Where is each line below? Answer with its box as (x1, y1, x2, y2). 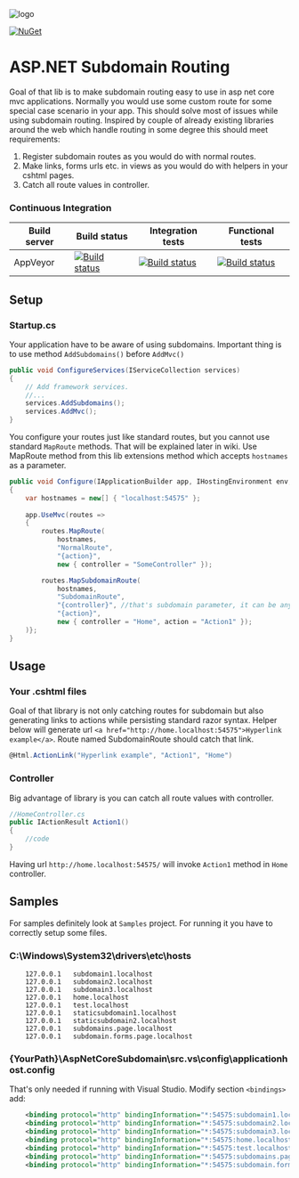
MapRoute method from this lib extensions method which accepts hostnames (9, 451, 288, 461)
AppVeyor (13, 256, 55, 269)
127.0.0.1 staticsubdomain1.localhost (25, 1009, 177, 1018)
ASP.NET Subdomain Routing (9, 57, 230, 77)
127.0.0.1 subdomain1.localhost (25, 970, 153, 979)
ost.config (9, 1063, 55, 1076)
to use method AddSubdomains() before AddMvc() (9, 348, 185, 359)
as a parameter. (9, 460, 67, 471)
